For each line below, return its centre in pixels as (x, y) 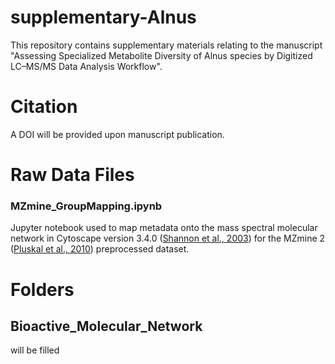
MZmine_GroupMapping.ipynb (86, 206)
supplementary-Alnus (103, 17)
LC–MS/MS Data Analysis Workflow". (86, 66)
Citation (44, 107)
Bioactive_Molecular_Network (106, 326)
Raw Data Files (72, 175)
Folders (42, 289)
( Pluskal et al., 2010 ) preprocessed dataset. (100, 249)
